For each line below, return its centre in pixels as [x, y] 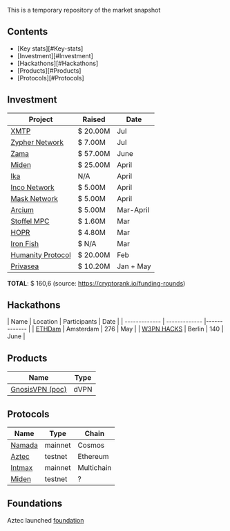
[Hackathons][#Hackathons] [58, 63]
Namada [24, 445]
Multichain [95, 468]
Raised [94, 119]
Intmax [22, 468]
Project [41, 119]
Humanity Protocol [41, 254]
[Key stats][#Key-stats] [50, 49]
